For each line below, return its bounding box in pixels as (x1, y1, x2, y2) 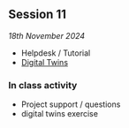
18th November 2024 (8, 30, 86, 41)
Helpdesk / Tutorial (20, 48, 91, 58)
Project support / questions (20, 99, 121, 109)
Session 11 (8, 7, 67, 22)
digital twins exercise (20, 109, 99, 119)
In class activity (8, 79, 78, 91)
